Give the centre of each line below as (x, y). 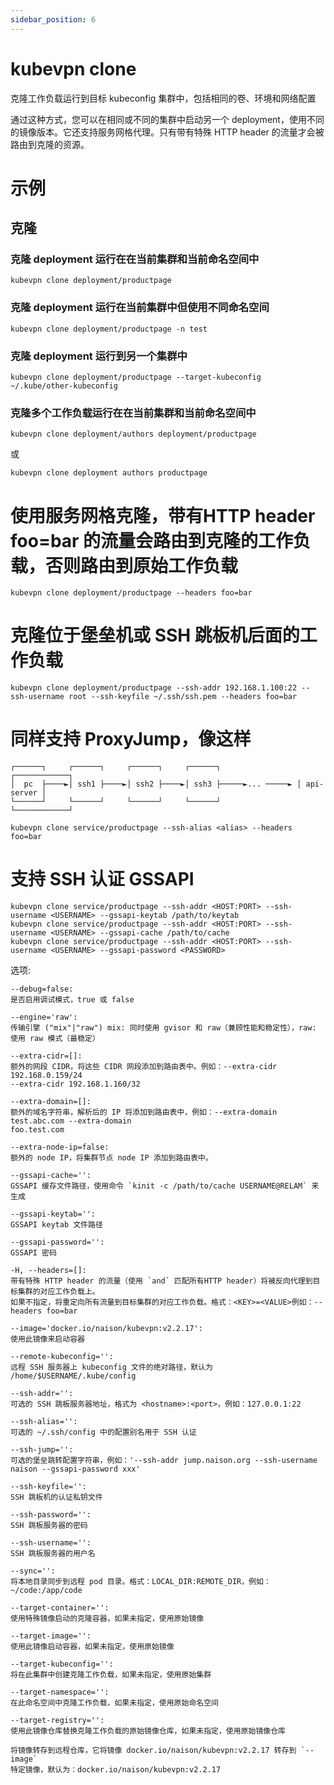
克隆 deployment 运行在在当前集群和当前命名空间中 (135, 259)
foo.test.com (37, 1130)
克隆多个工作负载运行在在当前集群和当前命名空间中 (133, 413)
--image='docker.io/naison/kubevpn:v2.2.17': (106, 1329)
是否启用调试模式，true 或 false (72, 1000)
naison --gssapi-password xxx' (75, 1469)
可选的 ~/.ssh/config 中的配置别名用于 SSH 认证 (103, 1432)
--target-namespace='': (60, 1692)
